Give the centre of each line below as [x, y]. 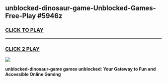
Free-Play [21, 16]
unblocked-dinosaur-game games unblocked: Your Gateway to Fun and [81, 69]
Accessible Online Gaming [33, 74]
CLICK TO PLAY [24, 30]
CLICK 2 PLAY [22, 49]
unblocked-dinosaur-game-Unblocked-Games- [81, 8]
